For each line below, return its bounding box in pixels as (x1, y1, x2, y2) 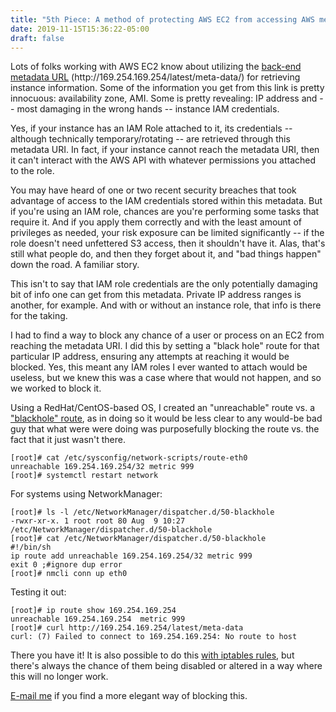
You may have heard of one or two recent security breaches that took (10, 184, 297, 196)
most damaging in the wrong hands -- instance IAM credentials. (16, 103, 280, 115)
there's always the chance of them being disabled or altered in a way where (10, 660, 323, 672)
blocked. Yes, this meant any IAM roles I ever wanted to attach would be (10, 361, 308, 373)
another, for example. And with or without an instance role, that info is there (10, 299, 322, 311)
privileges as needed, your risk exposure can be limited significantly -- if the (10, 227, 325, 239)
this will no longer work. (10, 671, 109, 683)
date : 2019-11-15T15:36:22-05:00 (10, 24, 150, 34)
